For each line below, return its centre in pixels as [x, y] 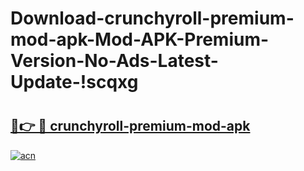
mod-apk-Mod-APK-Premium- [140, 39]
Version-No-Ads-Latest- [114, 61]
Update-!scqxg [74, 82]
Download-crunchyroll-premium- [152, 18]
